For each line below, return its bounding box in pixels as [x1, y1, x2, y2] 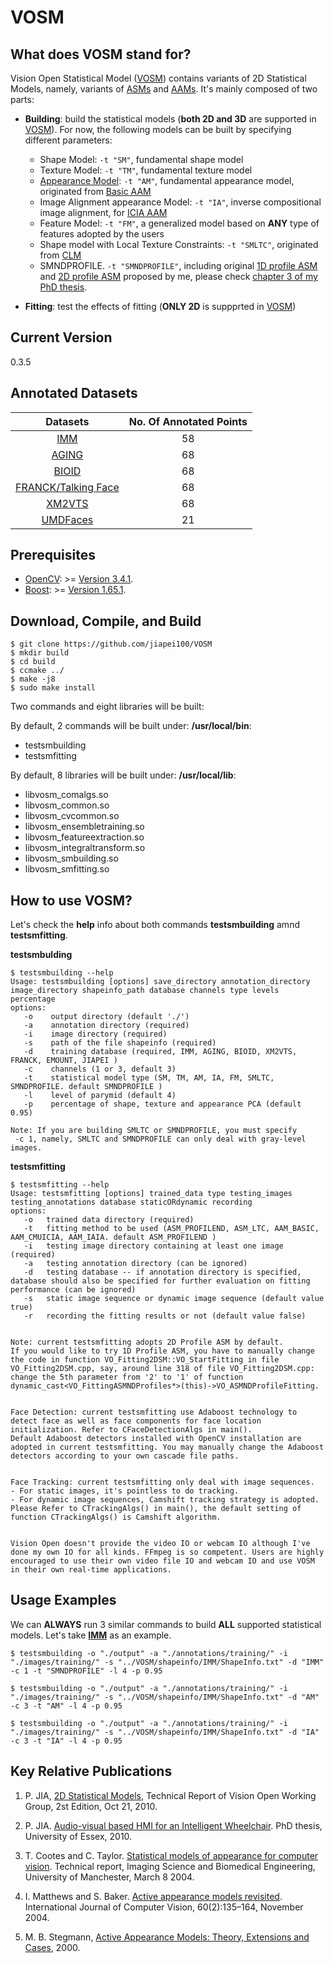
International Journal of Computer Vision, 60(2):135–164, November [24, 1901, 304, 1913]
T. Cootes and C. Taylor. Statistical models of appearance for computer [24, 1849, 319, 1861]
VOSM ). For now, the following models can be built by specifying [24, 124, 292, 135]
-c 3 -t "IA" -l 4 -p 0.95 [10, 1736, 123, 1746]
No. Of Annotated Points [128, 414, 248, 428]
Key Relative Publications [10, 1763, 173, 1780]
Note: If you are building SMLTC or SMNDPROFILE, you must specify [10, 1126, 298, 1136]
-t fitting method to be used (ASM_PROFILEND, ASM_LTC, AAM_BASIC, [23, 1224, 320, 1234]
